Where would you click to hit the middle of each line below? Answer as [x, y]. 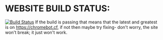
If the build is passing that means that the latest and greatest [96, 22]
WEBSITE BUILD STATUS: [58, 9]
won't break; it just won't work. [36, 32]
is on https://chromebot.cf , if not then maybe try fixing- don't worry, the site [81, 27]
